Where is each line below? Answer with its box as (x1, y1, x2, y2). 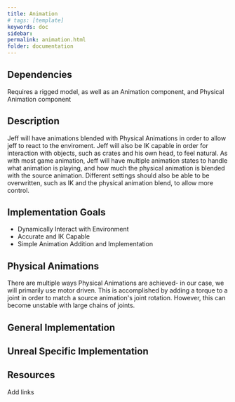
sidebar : (7, 29, 33, 37)
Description (7, 115, 60, 127)
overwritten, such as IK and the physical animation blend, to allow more (7, 178, 214, 187)
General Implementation (7, 321, 116, 333)
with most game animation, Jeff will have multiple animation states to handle (7, 156, 228, 165)
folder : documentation (7, 43, 74, 50)
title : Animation (7, 10, 58, 18)
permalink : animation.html (7, 36, 86, 43)
